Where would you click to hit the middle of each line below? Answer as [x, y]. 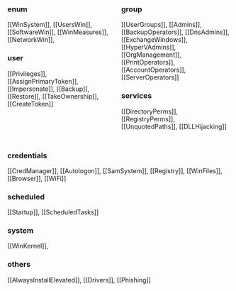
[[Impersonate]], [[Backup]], [49, 89]
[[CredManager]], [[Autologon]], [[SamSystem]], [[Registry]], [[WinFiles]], [115, 170]
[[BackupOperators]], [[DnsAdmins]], [175, 32]
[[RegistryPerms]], [148, 119]
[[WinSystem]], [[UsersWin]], [50, 25]
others [19, 265]
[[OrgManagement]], [152, 55]
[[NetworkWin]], [31, 40]
